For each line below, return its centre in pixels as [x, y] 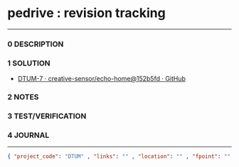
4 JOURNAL [28, 135]
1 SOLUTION [29, 63]
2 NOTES [23, 97]
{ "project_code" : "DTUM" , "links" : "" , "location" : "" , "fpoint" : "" [119, 157]
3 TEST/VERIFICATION [47, 116]
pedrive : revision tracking [86, 13]
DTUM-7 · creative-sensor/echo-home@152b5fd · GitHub [102, 79]
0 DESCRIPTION [36, 44]
